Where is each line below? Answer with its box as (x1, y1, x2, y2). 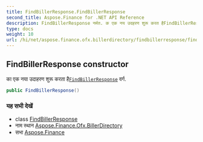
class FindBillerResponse (14, 115, 78, 123)
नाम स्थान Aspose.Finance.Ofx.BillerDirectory (14, 121, 123, 129)
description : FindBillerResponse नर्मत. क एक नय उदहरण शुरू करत (6, 20, 159, 26)
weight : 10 (6, 31, 34, 37)
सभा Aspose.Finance (14, 128, 65, 136)
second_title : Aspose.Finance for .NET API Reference (6, 15, 145, 21)
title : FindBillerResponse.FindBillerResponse (6, 8, 126, 15)
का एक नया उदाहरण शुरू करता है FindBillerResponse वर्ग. (6, 75, 127, 82)
